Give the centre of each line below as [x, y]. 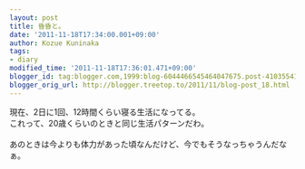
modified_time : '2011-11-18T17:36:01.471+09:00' [103, 69]
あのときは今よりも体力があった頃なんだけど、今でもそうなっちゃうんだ [144, 144]
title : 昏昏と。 [37, 26]
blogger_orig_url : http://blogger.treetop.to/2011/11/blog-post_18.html [150, 85]
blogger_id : [32, 77]
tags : [20, 52]
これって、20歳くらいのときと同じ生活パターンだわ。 [109, 123]
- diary [24, 60]
